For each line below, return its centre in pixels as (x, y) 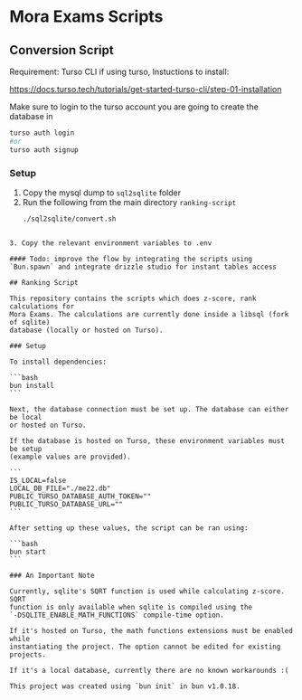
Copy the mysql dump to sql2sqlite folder (102, 193)
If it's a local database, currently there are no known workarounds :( (149, 670)
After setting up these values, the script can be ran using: (129, 528)
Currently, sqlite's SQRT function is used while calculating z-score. (147, 591)
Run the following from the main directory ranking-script (129, 202)
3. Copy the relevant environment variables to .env (111, 243)
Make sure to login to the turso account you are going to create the (134, 107)
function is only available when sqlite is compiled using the (131, 607)
